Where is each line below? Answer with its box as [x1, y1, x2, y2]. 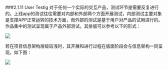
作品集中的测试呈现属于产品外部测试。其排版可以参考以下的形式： [5, 23, 141, 29]
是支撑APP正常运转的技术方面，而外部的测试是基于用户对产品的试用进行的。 [5, 17, 163, 22]
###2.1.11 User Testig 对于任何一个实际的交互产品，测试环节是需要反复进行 [5, 4, 159, 10]
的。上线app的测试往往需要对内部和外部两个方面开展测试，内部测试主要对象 [5, 10, 162, 16]
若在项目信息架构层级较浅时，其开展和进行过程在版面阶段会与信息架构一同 [5, 43, 158, 49]
